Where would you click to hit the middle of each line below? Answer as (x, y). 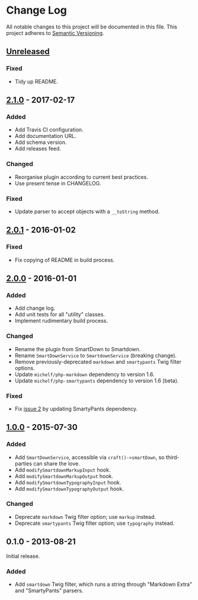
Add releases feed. (38, 149)
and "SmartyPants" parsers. (49, 591)
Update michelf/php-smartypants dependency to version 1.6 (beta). (97, 380)
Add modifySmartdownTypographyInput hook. (68, 482)
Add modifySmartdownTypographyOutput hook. (69, 489)
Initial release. (23, 556)
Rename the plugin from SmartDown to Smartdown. (78, 349)
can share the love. (57, 463)
